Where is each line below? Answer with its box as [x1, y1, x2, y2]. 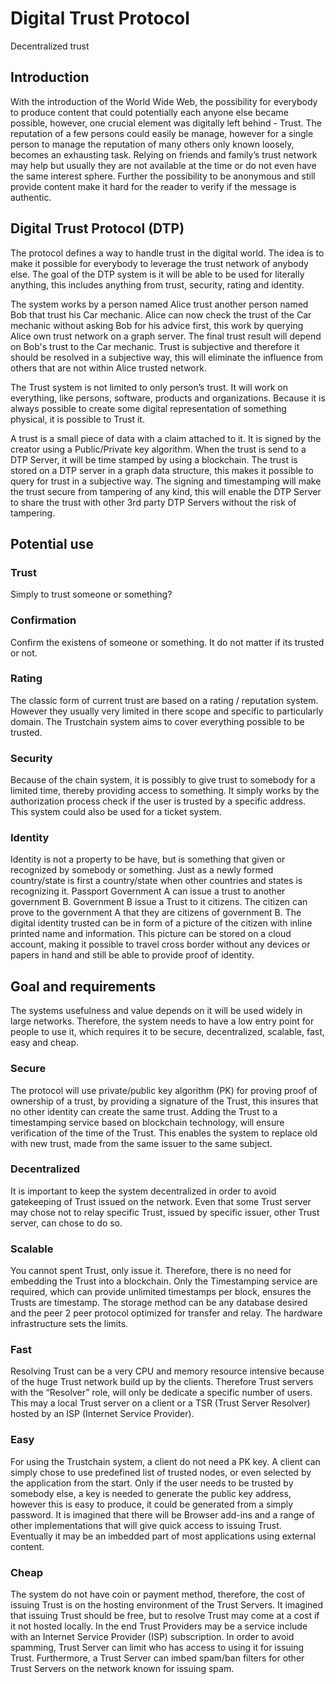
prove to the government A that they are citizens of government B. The [10, 907, 302, 919]
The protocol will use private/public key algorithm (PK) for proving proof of [10, 1084, 318, 1096]
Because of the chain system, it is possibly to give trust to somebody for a [10, 774, 316, 786]
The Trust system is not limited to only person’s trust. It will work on [10, 381, 288, 393]
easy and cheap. [10, 1037, 80, 1049]
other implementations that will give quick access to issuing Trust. [10, 1519, 282, 1531]
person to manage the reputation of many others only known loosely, [10, 138, 295, 150]
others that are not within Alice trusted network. [10, 362, 207, 374]
